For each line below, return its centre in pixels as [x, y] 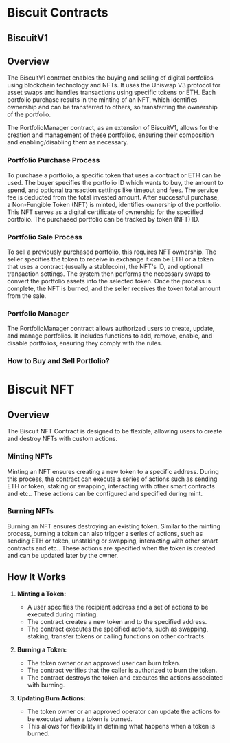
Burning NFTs [30, 511]
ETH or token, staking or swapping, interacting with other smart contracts [111, 486]
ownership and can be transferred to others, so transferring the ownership [112, 107]
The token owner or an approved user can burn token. [104, 663]
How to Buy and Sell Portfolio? [58, 361]
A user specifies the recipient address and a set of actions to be [118, 607]
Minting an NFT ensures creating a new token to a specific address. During [113, 471]
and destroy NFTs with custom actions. [62, 439]
